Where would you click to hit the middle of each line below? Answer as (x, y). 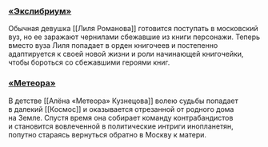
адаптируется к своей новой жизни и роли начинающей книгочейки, (126, 54)
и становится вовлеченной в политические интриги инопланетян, (121, 126)
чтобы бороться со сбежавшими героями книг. (89, 62)
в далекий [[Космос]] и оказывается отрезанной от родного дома (121, 109)
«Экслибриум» (40, 11)
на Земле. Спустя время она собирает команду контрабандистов (121, 117)
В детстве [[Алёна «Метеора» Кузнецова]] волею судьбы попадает (123, 101)
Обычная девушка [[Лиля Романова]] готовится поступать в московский (133, 29)
